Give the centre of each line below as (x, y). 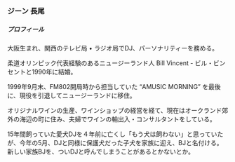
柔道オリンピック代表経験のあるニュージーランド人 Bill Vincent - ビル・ (110, 63)
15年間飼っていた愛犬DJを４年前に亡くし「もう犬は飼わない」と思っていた (115, 134)
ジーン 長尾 (26, 11)
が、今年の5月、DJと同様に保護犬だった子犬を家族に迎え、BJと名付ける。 (115, 142)
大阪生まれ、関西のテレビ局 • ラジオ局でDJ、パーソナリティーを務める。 (113, 48)
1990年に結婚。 (54, 72)
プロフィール (26, 29)
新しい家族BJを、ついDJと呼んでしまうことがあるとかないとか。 (101, 151)
